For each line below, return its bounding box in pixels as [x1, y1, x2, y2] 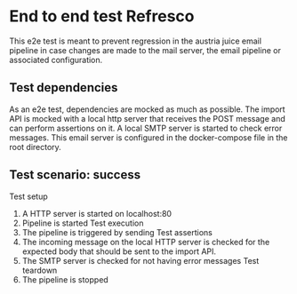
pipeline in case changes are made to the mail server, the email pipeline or [9, 44, 282, 55]
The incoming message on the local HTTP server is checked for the [21, 236, 270, 247]
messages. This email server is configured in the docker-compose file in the [9, 131, 288, 143]
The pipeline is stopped [21, 274, 108, 285]
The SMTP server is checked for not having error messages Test [21, 255, 260, 266]
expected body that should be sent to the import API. [21, 246, 216, 257]
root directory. [9, 141, 62, 152]
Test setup [9, 191, 48, 202]
